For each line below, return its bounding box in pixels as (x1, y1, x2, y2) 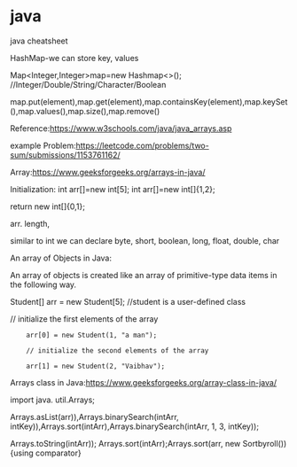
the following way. (10, 279, 77, 290)
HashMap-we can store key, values (10, 52, 139, 63)
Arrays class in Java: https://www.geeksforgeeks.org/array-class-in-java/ (10, 377, 277, 387)
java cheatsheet (10, 35, 69, 46)
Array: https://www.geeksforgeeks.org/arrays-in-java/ (10, 167, 206, 177)
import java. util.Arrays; (10, 394, 96, 405)
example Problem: (10, 140, 76, 151)
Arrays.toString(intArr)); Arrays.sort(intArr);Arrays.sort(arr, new (10, 438, 241, 448)
